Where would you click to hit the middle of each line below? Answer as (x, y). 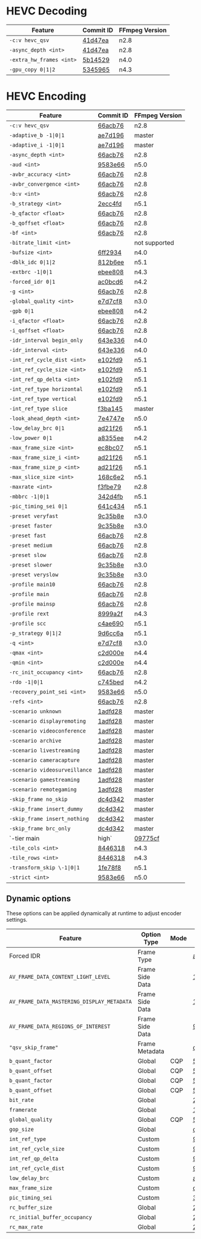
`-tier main (25, 838)
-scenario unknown (35, 711)
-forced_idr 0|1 (32, 282)
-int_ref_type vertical (43, 399)
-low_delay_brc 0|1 (37, 428)
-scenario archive (35, 741)
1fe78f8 (109, 868)
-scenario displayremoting (48, 721)
